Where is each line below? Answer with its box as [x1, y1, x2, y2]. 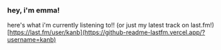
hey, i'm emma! [7, 5, 60, 15]
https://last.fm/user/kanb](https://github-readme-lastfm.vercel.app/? [9, 28, 206, 36]
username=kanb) [7, 36, 57, 44]
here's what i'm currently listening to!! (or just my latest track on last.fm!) [7, 21, 215, 29]
